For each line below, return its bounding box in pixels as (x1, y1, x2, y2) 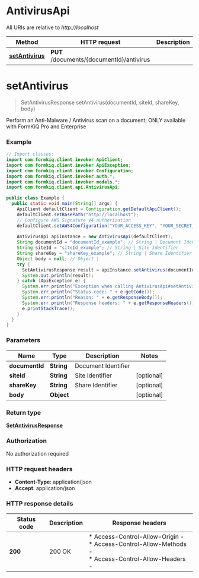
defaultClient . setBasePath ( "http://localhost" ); (17, 211, 139, 217)
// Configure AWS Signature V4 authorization (17, 217, 131, 223)
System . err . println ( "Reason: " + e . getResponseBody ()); (21, 295, 163, 301)
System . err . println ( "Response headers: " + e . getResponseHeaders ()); (21, 300, 197, 306)
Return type (6, 408, 41, 416)
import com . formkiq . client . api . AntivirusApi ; (6, 184, 120, 191)
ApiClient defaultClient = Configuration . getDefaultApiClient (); (17, 206, 182, 212)
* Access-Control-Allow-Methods (88, 539, 187, 548)
